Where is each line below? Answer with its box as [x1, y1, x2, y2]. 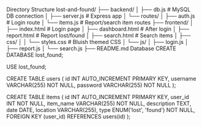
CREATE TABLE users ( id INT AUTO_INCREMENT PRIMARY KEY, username [6, 75, 196, 82]
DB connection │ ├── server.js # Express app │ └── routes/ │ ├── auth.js [6, 12, 195, 20]
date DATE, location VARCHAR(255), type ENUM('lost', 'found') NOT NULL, [6, 106, 195, 113]
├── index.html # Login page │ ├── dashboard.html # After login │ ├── [6, 25, 190, 32]
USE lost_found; [6, 63, 47, 70]
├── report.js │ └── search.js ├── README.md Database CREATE [6, 45, 176, 52]
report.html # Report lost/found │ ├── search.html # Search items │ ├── [6, 32, 191, 39]
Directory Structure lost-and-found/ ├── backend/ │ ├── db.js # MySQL [6, 6, 191, 13]
